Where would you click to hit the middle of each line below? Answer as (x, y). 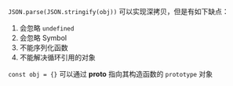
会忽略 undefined (47, 28)
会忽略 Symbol (43, 38)
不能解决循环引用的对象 (57, 57)
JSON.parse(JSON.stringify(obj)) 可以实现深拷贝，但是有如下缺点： (118, 11)
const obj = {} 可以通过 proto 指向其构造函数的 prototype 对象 (111, 74)
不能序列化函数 (44, 48)
